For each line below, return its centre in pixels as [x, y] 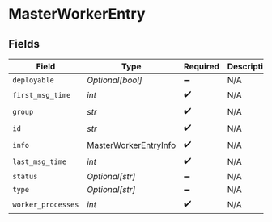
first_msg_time [42, 95]
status [25, 176]
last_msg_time [40, 161]
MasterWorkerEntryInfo [131, 145]
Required [202, 67]
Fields [24, 44]
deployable [33, 80]
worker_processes [46, 204]
